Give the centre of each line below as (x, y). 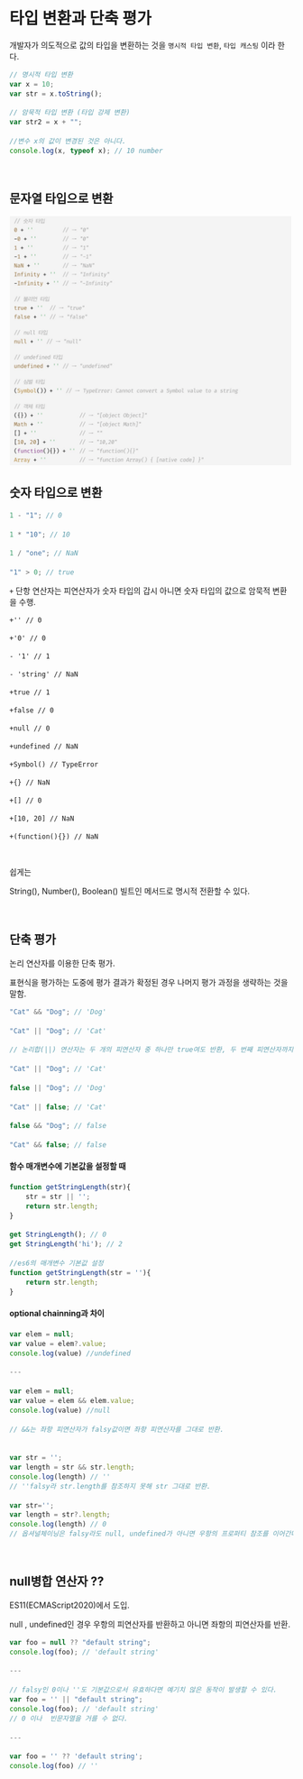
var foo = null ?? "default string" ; (80, 1642)
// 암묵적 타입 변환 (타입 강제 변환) (70, 113)
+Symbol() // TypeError (54, 764)
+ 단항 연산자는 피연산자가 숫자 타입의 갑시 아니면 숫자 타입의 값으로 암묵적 (140, 591)
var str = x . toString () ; (56, 94)
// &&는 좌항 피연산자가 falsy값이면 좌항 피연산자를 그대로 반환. (117, 1429)
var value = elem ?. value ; (58, 1343)
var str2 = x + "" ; (46, 123)
